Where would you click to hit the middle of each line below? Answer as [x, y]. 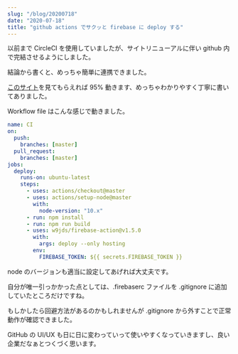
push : [22, 138]
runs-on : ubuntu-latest [55, 178]
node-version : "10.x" [71, 210]
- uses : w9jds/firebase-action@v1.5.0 [83, 231]
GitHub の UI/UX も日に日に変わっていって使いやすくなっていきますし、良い [119, 334]
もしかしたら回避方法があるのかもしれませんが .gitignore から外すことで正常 [119, 311]
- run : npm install [55, 218]
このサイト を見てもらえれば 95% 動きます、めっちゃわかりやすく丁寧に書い [118, 87]
